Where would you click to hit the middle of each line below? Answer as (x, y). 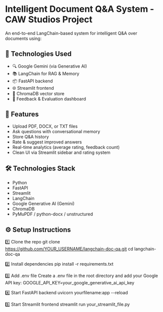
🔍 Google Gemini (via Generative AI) (50, 66)
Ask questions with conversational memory (56, 131)
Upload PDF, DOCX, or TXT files (45, 126)
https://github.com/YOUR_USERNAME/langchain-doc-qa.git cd (69, 249)
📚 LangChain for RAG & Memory (46, 73)
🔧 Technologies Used (38, 54)
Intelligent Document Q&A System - (80, 9)
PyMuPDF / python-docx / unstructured (53, 214)
